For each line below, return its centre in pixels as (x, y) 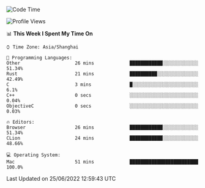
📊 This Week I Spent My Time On (50, 33)
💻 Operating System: (34, 155)
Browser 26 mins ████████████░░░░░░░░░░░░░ (102, 127)
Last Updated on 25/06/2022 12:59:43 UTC (61, 179)
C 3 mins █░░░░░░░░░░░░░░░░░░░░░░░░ (102, 85)
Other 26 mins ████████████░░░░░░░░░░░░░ (102, 63)
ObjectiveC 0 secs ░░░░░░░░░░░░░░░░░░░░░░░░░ (102, 106)
